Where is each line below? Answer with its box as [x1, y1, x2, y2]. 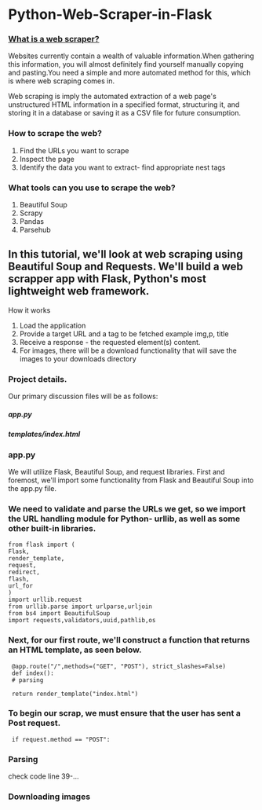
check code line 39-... [8, 772, 80, 781]
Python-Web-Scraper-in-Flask [8, 5, 213, 24]
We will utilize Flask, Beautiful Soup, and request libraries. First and [8, 467, 225, 476]
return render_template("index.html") [11, 690, 139, 698]
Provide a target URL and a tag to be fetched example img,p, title [19, 328, 229, 339]
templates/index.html [8, 430, 81, 439]
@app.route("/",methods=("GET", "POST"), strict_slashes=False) [11, 662, 226, 670]
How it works [8, 305, 51, 315]
